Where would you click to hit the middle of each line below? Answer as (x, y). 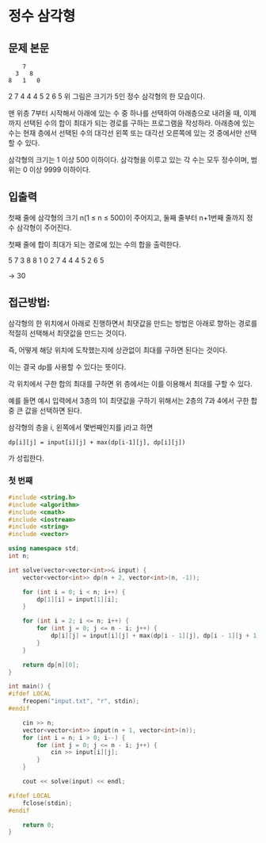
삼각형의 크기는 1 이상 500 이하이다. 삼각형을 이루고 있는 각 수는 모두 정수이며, (129, 160)
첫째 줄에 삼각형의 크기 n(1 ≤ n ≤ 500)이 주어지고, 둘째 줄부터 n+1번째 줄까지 (127, 217)
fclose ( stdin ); (47, 803)
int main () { (30, 687)
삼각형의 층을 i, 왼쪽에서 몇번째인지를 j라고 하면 (81, 427)
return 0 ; (39, 825)
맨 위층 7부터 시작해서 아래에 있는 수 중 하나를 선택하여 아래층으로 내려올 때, (125, 113)
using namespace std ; (44, 549)
